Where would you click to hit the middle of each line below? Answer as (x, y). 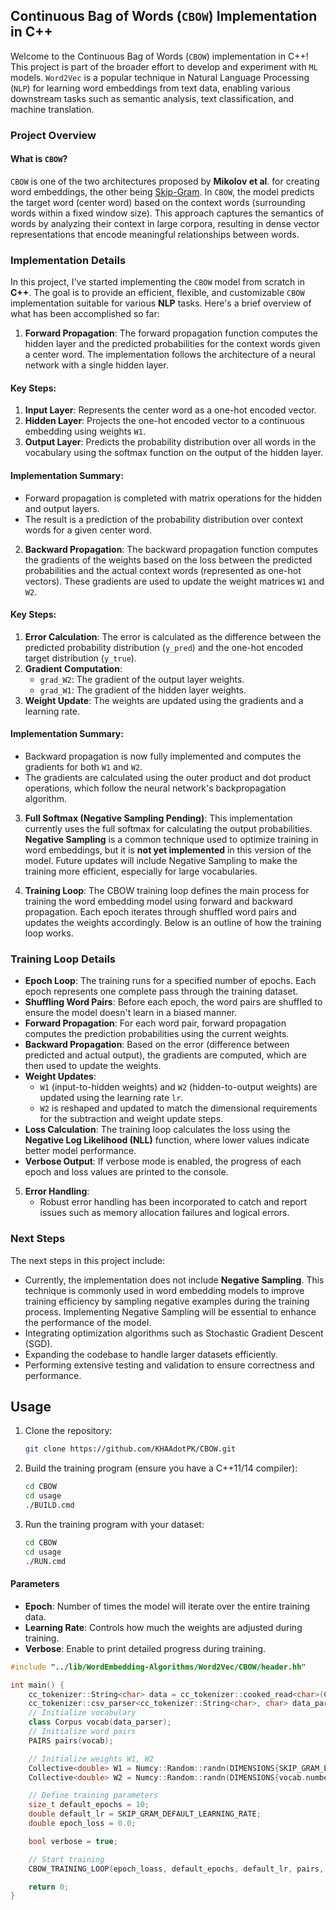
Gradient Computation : (73, 668)
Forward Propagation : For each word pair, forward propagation (155, 1023)
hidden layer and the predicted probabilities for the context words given (172, 344)
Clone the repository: (68, 1431)
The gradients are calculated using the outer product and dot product (168, 778)
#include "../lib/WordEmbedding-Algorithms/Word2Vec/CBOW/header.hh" (158, 1667)
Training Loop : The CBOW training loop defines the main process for (167, 891)
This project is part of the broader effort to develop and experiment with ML (164, 66)
